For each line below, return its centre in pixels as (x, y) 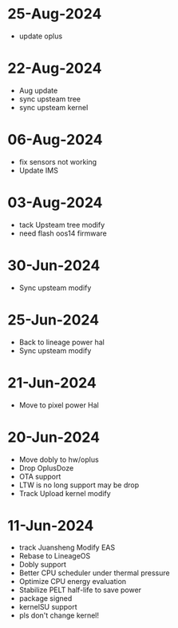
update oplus (41, 36)
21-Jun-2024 (52, 382)
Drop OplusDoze (46, 467)
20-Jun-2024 (54, 437)
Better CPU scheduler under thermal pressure (94, 573)
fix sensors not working (58, 161)
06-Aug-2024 (55, 140)
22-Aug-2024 (55, 68)
